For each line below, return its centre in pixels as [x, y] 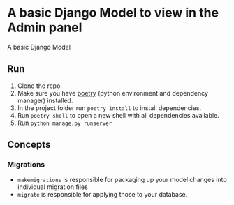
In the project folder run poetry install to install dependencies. [109, 108]
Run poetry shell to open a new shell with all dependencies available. [118, 115]
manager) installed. [45, 100]
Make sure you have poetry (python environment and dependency [112, 93]
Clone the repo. [40, 86]
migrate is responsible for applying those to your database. [102, 195]
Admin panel [45, 28]
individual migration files [53, 187]
